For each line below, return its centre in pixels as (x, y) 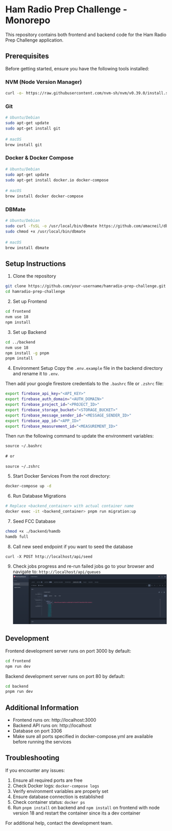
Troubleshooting (33, 758)
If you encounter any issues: (35, 770)
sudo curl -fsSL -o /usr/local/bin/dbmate (51, 226)
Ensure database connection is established (58, 797)
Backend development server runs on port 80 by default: (65, 676)
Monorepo (28, 20)
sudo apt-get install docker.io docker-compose (57, 180)
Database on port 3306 (37, 731)
